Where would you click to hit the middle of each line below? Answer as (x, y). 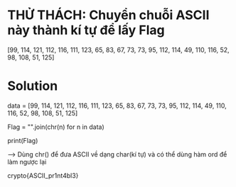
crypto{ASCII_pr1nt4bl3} (43, 175)
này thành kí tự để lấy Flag (86, 30)
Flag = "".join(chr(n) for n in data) (56, 127)
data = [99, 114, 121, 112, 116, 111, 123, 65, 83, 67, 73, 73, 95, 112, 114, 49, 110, (117, 106)
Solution (33, 86)
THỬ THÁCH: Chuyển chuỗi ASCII (108, 15)
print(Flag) (23, 140)
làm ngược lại (27, 161)
